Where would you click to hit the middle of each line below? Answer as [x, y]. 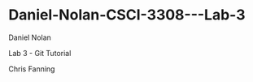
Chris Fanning [32, 69]
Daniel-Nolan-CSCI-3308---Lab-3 [127, 15]
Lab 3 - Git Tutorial [40, 53]
